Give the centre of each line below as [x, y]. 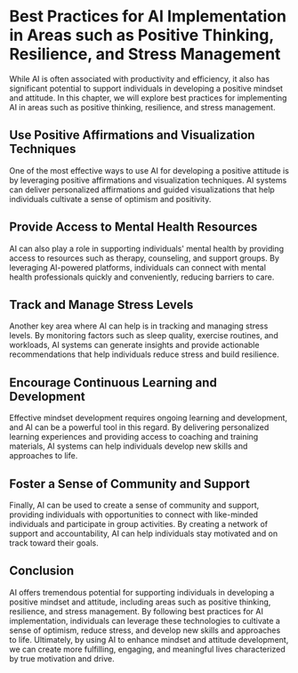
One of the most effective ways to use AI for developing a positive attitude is [149, 170]
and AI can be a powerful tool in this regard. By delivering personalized [139, 427]
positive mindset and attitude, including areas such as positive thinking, [140, 602]
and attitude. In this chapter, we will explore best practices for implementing [148, 97]
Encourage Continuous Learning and [113, 382]
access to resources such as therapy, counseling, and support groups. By [145, 258]
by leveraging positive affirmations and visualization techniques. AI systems [148, 180]
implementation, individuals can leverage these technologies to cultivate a [145, 620]
